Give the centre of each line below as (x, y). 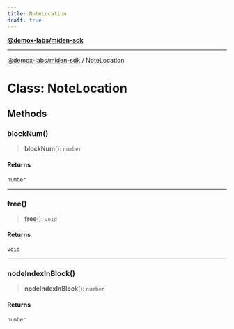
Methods (27, 114)
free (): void (41, 219)
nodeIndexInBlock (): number (64, 289)
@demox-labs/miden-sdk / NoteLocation (66, 60)
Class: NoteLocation (67, 88)
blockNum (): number (53, 149)
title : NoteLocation (37, 14)
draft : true (24, 20)
